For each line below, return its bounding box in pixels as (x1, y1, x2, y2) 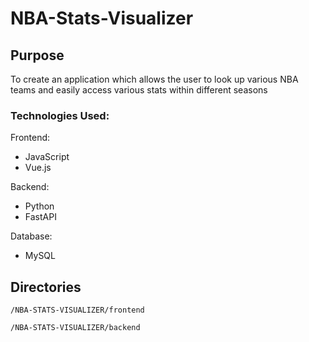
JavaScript (24, 151, 70, 163)
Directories (10, 278, 82, 296)
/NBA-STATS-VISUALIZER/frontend (10, 305, 145, 316)
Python (24, 200, 55, 212)
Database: (10, 230, 53, 242)
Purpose (10, 47, 65, 64)
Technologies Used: (10, 108, 110, 122)
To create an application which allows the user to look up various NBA (10, 73, 299, 85)
